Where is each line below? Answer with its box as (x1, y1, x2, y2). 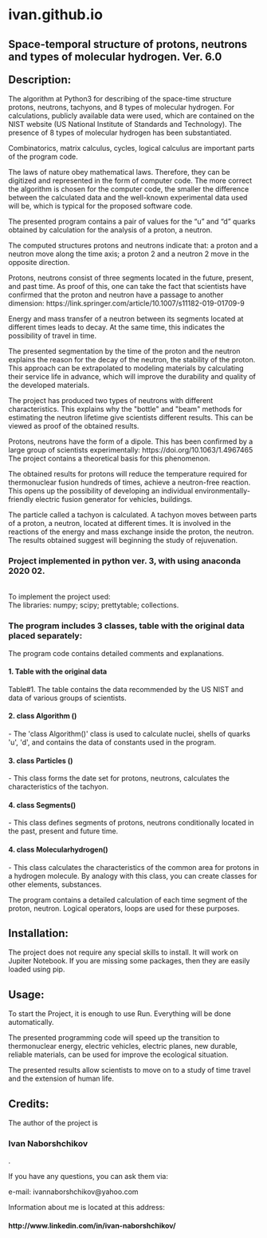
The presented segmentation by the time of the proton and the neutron (8, 346, 241, 356)
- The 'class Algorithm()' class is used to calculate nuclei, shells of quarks (8, 729, 251, 738)
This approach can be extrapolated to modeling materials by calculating (8, 363, 245, 373)
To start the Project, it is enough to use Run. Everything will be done (8, 1009, 231, 1018)
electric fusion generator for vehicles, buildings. (35, 495, 193, 504)
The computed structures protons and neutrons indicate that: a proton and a (8, 241, 259, 250)
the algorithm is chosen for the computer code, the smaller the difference (8, 184, 249, 193)
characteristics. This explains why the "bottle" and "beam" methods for (8, 405, 243, 413)
